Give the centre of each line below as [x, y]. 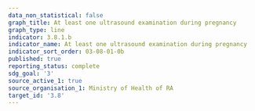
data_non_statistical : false [56, 15]
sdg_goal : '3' [31, 73]
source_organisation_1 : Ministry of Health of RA [91, 88]
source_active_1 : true [45, 81]
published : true [35, 59]
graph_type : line [36, 30]
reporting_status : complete [54, 66]
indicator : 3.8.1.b [40, 37]
